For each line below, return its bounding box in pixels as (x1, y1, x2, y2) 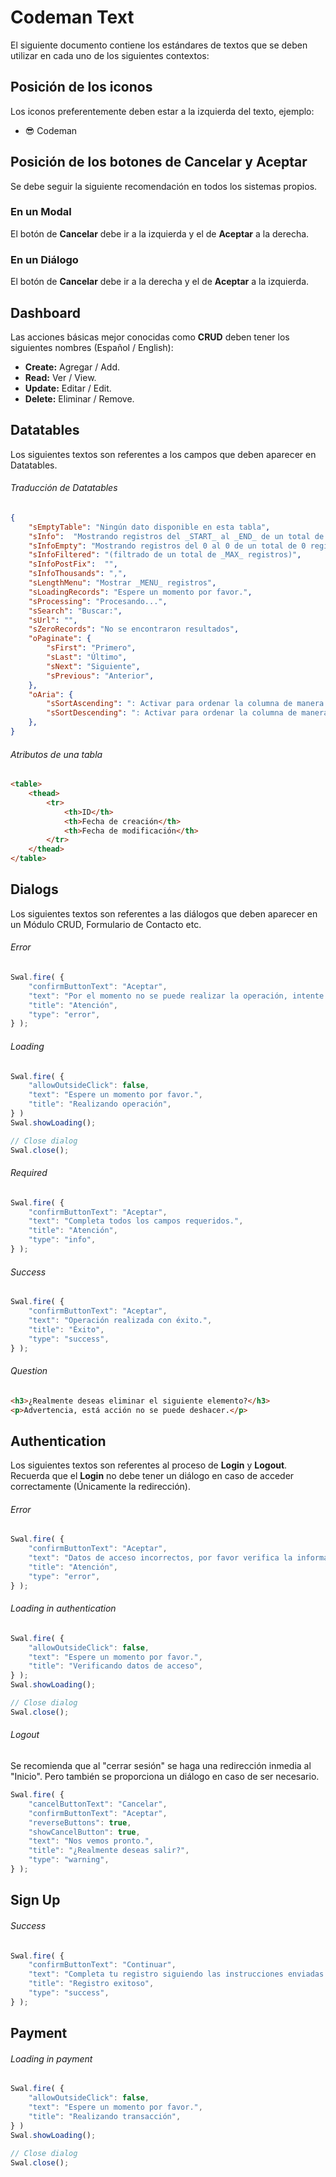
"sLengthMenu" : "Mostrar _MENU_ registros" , (28, 578, 217, 588)
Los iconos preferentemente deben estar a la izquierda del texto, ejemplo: (10, 105, 315, 117)
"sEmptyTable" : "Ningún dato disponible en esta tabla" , (28, 522, 271, 532)
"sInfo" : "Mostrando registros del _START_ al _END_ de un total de (28, 531, 325, 541)
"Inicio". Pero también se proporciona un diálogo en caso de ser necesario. (10, 1771, 320, 1783)
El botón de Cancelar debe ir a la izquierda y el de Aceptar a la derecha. (10, 227, 310, 240)
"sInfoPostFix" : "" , (28, 559, 118, 570)
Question (10, 1365, 48, 1377)
